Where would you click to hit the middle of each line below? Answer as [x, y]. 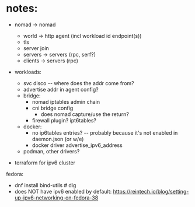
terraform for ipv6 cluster [45, 163]
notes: [22, 8]
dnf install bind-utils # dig [45, 185]
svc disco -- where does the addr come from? [79, 83]
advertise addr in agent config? [61, 89]
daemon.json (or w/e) [58, 139]
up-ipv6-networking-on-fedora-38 [56, 198]
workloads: [28, 72]
